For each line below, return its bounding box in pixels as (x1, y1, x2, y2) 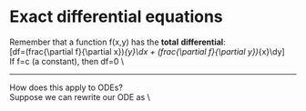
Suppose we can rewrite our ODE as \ (9, 91, 150, 102)
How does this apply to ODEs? (9, 82, 123, 93)
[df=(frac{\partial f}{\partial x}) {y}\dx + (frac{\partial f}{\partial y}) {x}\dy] (9, 45, 285, 56)
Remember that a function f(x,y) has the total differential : (9, 36, 226, 47)
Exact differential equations (9, 6, 223, 27)
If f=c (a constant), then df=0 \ (9, 55, 125, 66)
